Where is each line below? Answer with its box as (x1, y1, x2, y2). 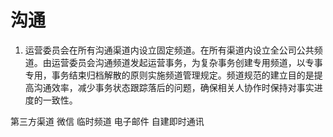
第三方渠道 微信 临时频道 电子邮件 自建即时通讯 (10, 115, 205, 127)
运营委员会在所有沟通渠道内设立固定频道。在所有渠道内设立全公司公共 (24, 44, 315, 56)
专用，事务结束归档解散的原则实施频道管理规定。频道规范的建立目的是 (24, 69, 315, 81)
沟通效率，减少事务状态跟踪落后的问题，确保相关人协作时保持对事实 (33, 81, 315, 93)
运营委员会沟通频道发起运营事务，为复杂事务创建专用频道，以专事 (51, 56, 323, 68)
